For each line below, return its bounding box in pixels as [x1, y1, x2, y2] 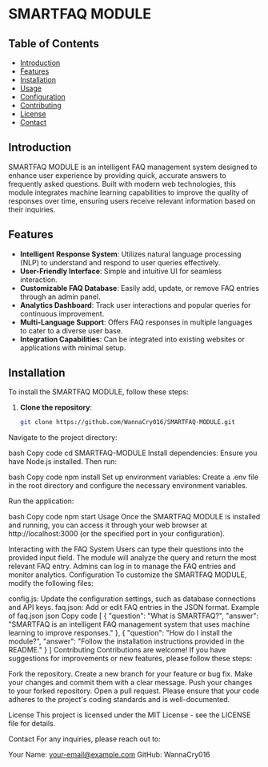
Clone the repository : [19, 402, 93, 413]
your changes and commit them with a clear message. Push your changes [8, 678, 253, 688]
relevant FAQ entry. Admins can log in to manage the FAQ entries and [8, 562, 236, 571]
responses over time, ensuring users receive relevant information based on [8, 196, 256, 205]
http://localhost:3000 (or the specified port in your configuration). [8, 529, 226, 539]
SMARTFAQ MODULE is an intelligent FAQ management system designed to [8, 162, 258, 172]
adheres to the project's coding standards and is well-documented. [8, 695, 230, 704]
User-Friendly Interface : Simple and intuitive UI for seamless [19, 266, 222, 276]
